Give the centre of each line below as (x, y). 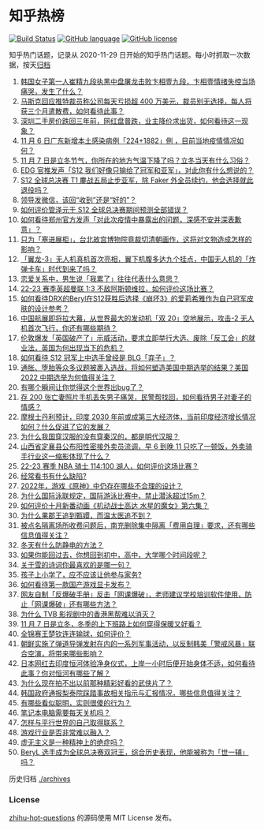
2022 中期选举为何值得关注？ (68, 377)
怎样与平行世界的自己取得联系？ (72, 722)
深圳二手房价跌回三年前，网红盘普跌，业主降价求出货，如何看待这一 (131, 121)
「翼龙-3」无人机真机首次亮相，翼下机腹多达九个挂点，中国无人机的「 (134, 259)
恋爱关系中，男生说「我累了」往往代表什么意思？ (100, 279)
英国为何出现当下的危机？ (83, 347)
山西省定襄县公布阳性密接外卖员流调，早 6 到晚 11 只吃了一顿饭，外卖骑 (136, 446)
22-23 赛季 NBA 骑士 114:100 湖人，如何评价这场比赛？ (110, 465)
